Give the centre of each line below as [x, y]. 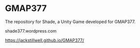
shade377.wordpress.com [31, 31]
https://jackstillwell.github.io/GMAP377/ [45, 40]
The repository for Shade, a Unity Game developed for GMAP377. [70, 22]
